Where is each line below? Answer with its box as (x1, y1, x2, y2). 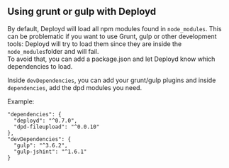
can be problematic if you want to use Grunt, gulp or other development (7, 32, 218, 40)
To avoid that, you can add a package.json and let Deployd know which (7, 55, 216, 63)
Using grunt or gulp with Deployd (7, 6, 157, 18)
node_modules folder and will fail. (7, 47, 99, 55)
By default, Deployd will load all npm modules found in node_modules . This (7, 24, 222, 33)
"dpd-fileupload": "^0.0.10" (13, 123, 100, 130)
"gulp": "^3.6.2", (13, 142, 69, 149)
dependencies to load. (7, 62, 73, 70)
